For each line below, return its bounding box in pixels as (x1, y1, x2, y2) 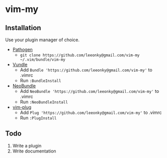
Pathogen (12, 47, 33, 52)
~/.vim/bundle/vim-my (20, 57, 65, 62)
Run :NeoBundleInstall (20, 99, 68, 105)
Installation (5, 24, 41, 32)
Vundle (12, 62, 28, 67)
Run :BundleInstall (20, 78, 61, 83)
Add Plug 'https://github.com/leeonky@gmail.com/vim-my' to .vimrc (20, 109, 162, 115)
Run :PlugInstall (20, 115, 57, 121)
